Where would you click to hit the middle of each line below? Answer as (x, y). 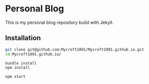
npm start (15, 77)
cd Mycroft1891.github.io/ (33, 54)
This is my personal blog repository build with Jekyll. (59, 22)
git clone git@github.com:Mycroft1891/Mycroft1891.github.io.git (74, 49)
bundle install (21, 63)
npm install (17, 68)
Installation (23, 38)
